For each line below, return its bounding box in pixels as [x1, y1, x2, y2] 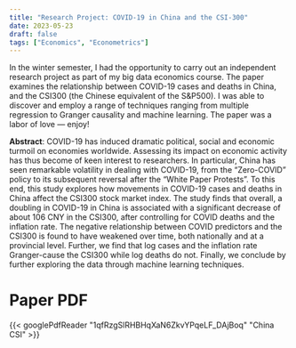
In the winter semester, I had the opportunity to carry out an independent [9, 62, 276, 73]
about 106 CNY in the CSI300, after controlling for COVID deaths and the [9, 212, 276, 223]
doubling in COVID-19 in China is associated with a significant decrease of [9, 202, 282, 214]
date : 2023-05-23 [9, 21, 74, 30]
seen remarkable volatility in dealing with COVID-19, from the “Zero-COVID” [9, 165, 286, 175]
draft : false [9, 29, 58, 38]
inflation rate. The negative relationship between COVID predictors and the [9, 222, 283, 232]
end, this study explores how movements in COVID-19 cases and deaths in [9, 183, 283, 194]
